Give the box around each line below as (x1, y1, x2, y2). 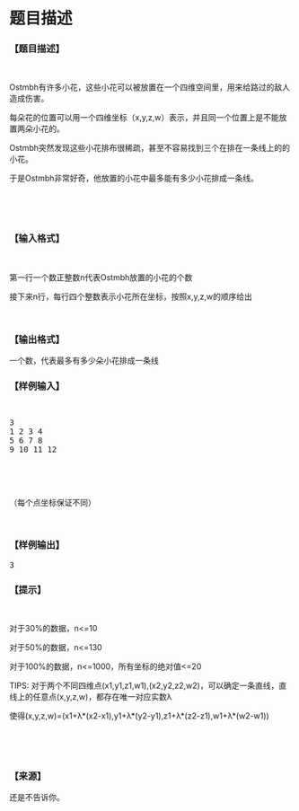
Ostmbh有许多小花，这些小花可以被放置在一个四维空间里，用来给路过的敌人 (9, 82, 290, 93)
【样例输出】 (9, 539, 66, 551)
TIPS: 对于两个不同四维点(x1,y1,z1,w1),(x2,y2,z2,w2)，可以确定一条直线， (9, 680, 279, 691)
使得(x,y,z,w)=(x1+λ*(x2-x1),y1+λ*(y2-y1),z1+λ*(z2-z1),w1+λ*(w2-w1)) (9, 710, 269, 721)
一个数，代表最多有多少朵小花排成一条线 (9, 356, 159, 366)
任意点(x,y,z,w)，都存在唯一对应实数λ (32, 691, 172, 701)
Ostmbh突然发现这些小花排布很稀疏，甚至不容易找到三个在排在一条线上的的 (9, 143, 290, 154)
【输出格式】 (9, 333, 66, 346)
